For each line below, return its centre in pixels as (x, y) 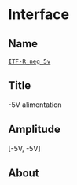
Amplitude (34, 129)
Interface (38, 15)
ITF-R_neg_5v (29, 61)
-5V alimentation (35, 105)
